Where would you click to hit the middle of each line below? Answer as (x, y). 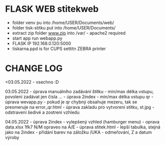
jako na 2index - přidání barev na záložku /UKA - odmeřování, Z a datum (78, 132)
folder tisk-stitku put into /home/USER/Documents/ (64, 27)
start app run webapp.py (37, 38)
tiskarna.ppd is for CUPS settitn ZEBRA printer (59, 48)
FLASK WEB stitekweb (52, 9)
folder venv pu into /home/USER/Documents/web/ (63, 23)
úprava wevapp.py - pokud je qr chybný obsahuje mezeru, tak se (71, 102)
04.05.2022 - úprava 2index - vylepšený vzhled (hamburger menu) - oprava (82, 121)
